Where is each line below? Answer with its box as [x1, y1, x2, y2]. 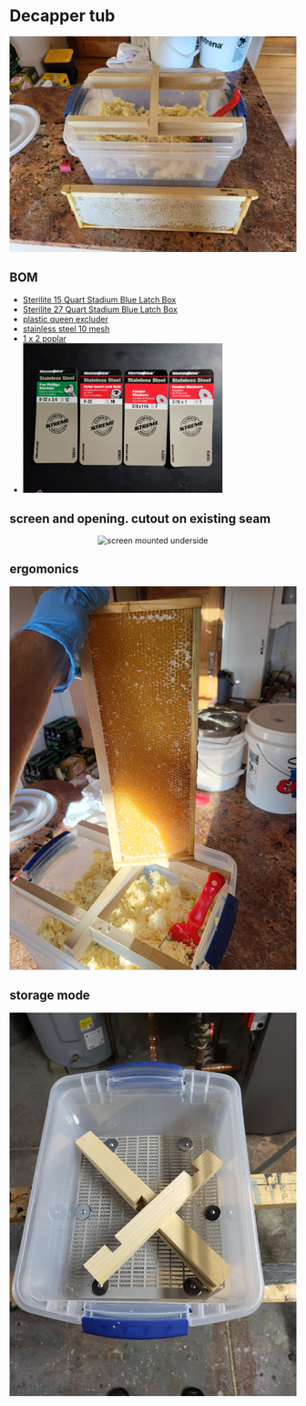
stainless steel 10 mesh [22, 323, 110, 334]
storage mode [9, 988, 91, 1003]
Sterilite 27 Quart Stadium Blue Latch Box [22, 303, 178, 315]
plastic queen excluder [22, 313, 109, 324]
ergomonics [9, 561, 79, 577]
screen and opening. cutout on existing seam [9, 510, 271, 526]
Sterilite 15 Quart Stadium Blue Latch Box [22, 294, 177, 305]
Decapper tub [9, 5, 116, 26]
